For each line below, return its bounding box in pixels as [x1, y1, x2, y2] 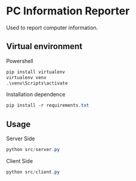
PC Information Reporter [6, 4, 130, 18]
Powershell [6, 57, 34, 64]
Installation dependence [6, 91, 66, 98]
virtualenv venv [6, 74, 47, 80]
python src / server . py [6, 147, 60, 153]
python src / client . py [6, 169, 60, 175]
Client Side [6, 157, 33, 164]
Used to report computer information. [6, 24, 98, 31]
